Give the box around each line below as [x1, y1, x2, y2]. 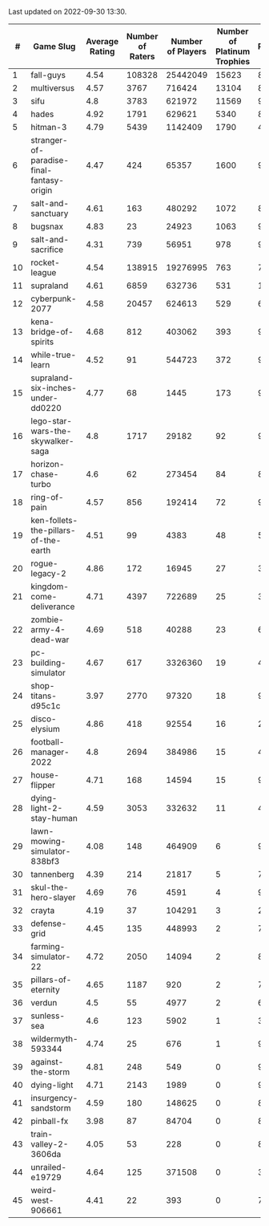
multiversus [30, 83, 74, 93]
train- [30, 1129, 54, 1139]
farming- [30, 941, 66, 952]
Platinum [215, 46, 251, 57]
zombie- [30, 614, 64, 625]
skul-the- [30, 882, 70, 893]
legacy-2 [30, 568, 66, 578]
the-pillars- [30, 525, 76, 536]
